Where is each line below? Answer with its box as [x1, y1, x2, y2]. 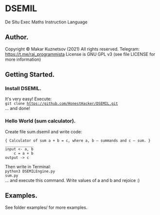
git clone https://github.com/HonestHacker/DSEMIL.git [5, 101, 118, 106]
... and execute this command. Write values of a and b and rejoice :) [5, 177, 140, 183]
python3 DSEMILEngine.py [5, 169, 55, 174]
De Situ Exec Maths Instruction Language [5, 19, 88, 25]
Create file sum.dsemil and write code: [5, 128, 82, 134]
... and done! [5, 106, 31, 111]
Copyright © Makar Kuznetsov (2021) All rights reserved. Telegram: [5, 46, 140, 52]
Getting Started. [5, 71, 55, 79]
